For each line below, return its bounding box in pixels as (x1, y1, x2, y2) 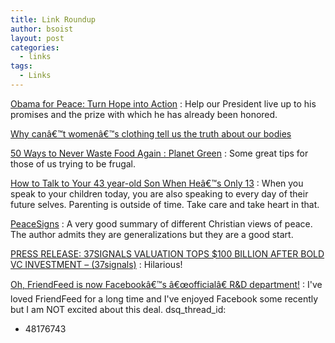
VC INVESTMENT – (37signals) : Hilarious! (10, 258, 183, 270)
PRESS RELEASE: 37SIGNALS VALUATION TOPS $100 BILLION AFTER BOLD (10, 247, 325, 260)
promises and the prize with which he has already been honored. (10, 108, 278, 120)
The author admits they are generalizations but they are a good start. (10, 228, 294, 240)
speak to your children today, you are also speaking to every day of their (10, 187, 309, 200)
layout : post (10, 33, 65, 43)
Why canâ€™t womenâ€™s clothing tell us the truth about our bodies (10, 127, 292, 140)
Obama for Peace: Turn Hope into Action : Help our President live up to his (10, 97, 317, 110)
